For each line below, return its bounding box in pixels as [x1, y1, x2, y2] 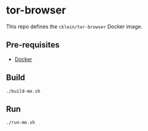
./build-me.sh [6, 88, 41, 94]
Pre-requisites [6, 40, 60, 50]
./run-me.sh [6, 120, 35, 126]
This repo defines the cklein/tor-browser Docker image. [6, 23, 143, 30]
